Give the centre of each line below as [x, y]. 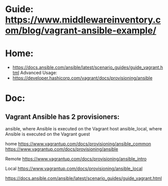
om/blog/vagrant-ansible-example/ [81, 31]
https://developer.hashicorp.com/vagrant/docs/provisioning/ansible [82, 78]
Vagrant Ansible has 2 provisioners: [62, 117]
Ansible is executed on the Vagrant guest [48, 134]
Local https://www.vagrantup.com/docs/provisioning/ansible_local [74, 168]
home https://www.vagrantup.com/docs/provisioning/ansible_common [78, 144]
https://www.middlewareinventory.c [83, 20]
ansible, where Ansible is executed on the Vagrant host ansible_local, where [83, 129]
